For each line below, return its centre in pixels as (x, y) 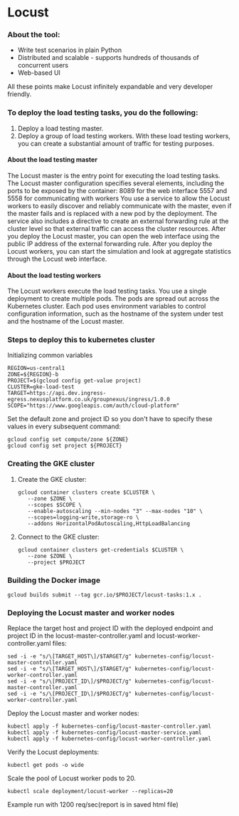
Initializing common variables (50, 355)
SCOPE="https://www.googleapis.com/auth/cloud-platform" (94, 406)
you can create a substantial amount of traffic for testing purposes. (116, 143)
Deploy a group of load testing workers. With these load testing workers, (124, 135)
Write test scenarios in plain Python (70, 50)
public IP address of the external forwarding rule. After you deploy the (110, 244)
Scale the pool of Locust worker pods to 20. (72, 778)
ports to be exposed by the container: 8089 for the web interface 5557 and (117, 190)
